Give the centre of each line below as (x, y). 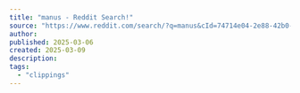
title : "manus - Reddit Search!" (71, 17)
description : (33, 58)
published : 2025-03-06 (51, 42)
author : (24, 34)
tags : (19, 67)
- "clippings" (43, 75)
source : (24, 26)
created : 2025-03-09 (48, 50)
